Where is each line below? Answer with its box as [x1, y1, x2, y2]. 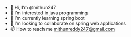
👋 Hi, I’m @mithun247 [10, 5, 56, 10]
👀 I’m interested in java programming [10, 10, 88, 16]
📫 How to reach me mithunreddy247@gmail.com [10, 26, 115, 32]
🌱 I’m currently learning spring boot [10, 15, 85, 21]
